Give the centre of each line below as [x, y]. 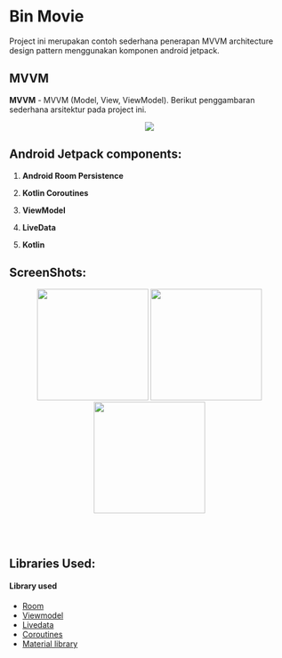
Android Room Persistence [73, 175]
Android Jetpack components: [96, 154]
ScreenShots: [48, 272]
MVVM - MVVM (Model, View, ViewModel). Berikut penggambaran [132, 100]
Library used [33, 586]
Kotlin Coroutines [55, 192]
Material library [50, 644]
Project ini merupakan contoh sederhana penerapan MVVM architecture [141, 41]
